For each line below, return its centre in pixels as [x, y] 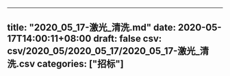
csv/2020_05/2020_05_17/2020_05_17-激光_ [104, 51]
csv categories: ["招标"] [72, 64]
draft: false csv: [128, 39]
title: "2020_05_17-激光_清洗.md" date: [92, 28]
